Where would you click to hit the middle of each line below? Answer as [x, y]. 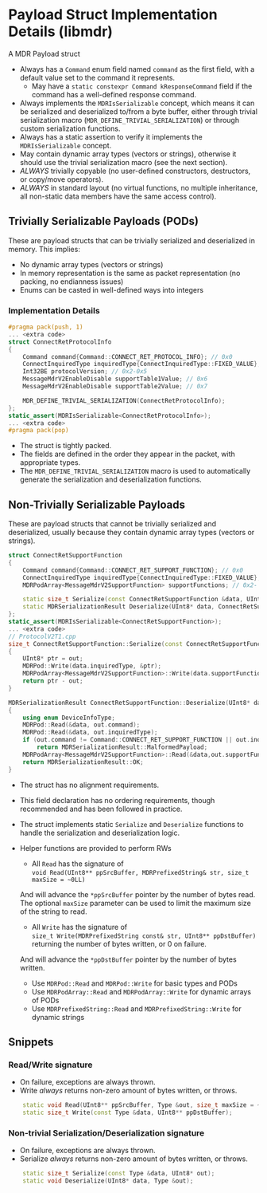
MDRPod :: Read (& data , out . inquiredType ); [90, 732]
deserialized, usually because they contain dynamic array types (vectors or [132, 533]
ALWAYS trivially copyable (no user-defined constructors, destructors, [135, 171]
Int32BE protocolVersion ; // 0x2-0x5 [85, 372]
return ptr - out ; [53, 681]
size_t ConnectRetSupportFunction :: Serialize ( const [95, 644]
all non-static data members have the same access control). [118, 196]
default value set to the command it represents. [97, 77]
